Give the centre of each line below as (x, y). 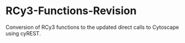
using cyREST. (23, 33)
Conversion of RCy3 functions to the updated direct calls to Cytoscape (92, 27)
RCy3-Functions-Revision (71, 11)
